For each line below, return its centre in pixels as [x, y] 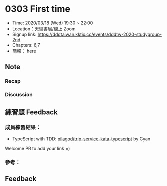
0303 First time [38, 9]
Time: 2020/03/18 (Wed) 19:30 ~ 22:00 [53, 23]
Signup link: [24, 34]
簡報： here [24, 51]
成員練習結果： [23, 127]
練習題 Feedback [32, 112]
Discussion [19, 95]
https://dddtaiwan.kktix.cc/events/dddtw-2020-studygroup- [100, 34]
